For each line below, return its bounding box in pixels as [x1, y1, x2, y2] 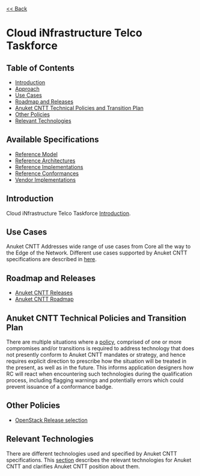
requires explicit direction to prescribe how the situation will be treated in [6, 357, 187, 365]
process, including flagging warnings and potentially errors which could [6, 377, 184, 384]
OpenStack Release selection [14, 416, 88, 424]
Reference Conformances [14, 170, 79, 177]
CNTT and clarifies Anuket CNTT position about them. [6, 463, 140, 470]
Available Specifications [6, 135, 99, 145]
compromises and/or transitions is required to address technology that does [6, 345, 195, 352]
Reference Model [14, 150, 58, 158]
